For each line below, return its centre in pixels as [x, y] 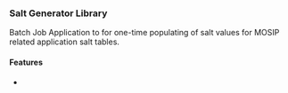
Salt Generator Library [58, 13]
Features [26, 62]
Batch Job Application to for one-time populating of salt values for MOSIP [144, 33]
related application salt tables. [65, 42]
